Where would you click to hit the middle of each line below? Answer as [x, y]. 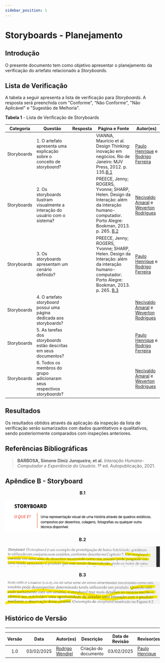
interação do [49, 210]
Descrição [92, 639]
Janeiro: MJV [110, 162]
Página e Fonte [113, 128]
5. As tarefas [49, 330]
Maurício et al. [110, 141]
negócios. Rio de [113, 157]
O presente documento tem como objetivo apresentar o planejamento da [79, 65]
